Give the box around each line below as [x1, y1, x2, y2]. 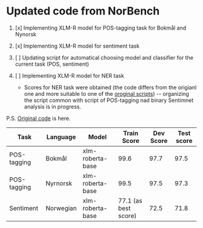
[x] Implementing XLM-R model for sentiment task [14, 42, 140, 49]
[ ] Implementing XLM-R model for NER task [14, 72, 124, 79]
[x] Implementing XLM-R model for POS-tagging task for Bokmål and [14, 24, 187, 31]
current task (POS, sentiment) [14, 60, 89, 68]
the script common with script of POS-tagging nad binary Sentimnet [24, 97, 194, 104]
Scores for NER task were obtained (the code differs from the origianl [24, 83, 197, 91]
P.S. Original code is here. [6, 115, 71, 122]
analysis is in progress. [24, 103, 82, 110]
